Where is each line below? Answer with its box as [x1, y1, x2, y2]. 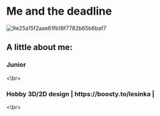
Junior [6, 60, 26, 69]
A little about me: [6, 42, 73, 53]
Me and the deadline [6, 4, 112, 18]
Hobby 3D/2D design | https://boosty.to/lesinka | [6, 90, 155, 98]
